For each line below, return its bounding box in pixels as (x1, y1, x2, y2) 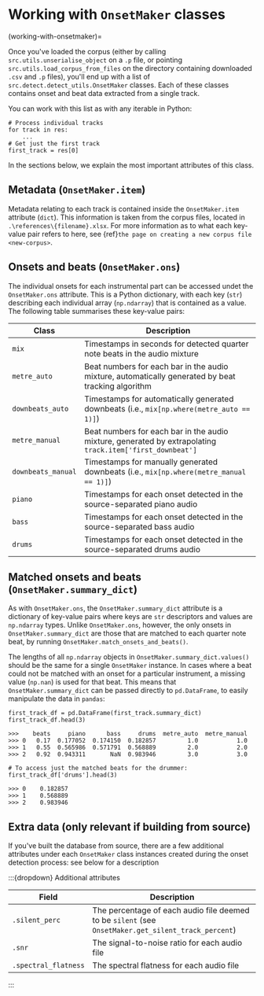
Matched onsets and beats (8, 570, 141, 584)
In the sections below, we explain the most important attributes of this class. (8, 160, 255, 170)
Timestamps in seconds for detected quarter (83, 338, 249, 349)
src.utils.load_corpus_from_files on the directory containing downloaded (8, 63, 253, 72)
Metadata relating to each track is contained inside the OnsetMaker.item (8, 204, 240, 213)
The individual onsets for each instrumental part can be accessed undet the (8, 281, 254, 290)
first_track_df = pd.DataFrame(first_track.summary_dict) (8, 710, 202, 717)
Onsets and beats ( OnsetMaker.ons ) (8, 260, 181, 274)
